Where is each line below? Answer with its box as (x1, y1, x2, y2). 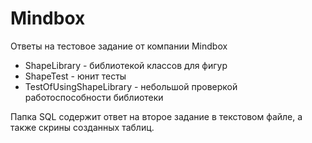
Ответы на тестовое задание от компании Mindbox (10, 40, 228, 52)
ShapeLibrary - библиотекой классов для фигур (24, 59, 228, 71)
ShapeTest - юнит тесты (24, 70, 127, 82)
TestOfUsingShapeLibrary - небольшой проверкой (24, 80, 238, 92)
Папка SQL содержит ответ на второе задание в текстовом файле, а (10, 110, 303, 122)
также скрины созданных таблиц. (10, 121, 155, 133)
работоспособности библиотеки (24, 91, 164, 103)
